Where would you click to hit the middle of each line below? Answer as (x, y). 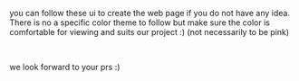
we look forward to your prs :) (65, 67)
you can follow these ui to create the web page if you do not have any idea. (149, 13)
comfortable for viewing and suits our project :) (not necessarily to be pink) (149, 32)
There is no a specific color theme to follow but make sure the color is (140, 22)
